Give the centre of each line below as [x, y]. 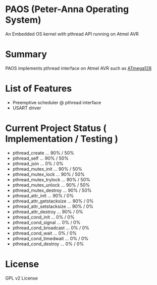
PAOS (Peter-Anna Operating [67, 9]
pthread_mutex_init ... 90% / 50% [47, 169]
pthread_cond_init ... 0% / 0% [43, 217]
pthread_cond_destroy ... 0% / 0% [48, 244]
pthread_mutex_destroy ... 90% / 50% [52, 190]
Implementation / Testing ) [62, 139]
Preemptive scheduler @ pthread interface [57, 102]
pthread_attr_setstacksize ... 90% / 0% [53, 206]
